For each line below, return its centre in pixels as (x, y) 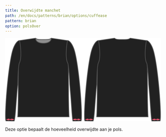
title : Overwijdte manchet (33, 10)
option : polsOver (23, 26)
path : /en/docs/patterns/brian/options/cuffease (56, 16)
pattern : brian (21, 21)
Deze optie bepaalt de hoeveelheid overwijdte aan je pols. (64, 129)
